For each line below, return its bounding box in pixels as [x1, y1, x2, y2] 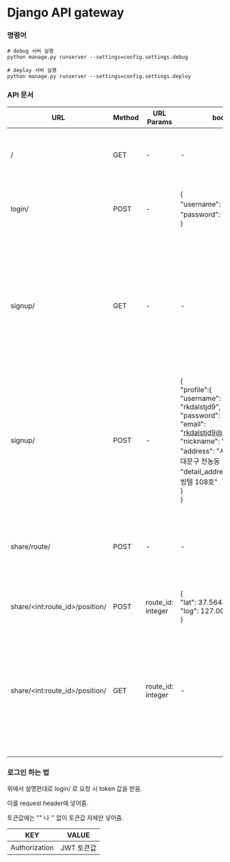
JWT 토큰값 [60, 843, 97, 853]
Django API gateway [7, 5, 125, 21]
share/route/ [10, 542, 51, 551]
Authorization [10, 843, 54, 852]
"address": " [180, 446, 220, 455]
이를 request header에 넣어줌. [7, 799, 89, 807]
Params [146, 117, 172, 126]
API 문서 [7, 91, 34, 100]
